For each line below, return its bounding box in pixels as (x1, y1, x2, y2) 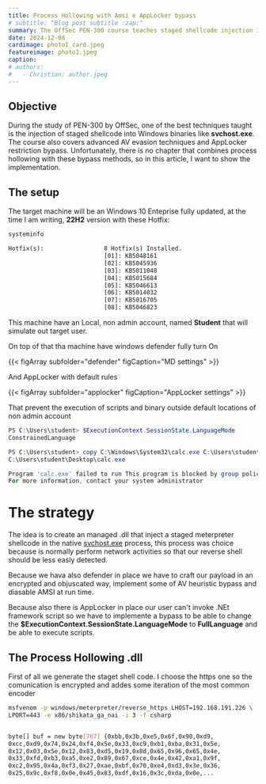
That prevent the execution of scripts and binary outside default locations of (8, 403, 256, 412)
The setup (8, 185, 59, 199)
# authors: (8, 63, 44, 71)
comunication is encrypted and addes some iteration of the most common (8, 680, 249, 689)
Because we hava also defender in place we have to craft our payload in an (8, 570, 253, 580)
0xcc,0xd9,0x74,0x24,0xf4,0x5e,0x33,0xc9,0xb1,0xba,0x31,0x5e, (8, 740, 222, 748)
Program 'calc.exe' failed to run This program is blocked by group (8, 470, 239, 478)
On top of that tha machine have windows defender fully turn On (8, 342, 218, 350)
